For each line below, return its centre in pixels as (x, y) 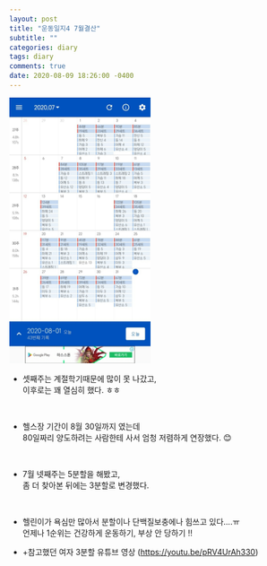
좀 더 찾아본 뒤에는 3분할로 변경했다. (86, 485)
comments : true (38, 66)
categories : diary (43, 48)
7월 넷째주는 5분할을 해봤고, (71, 475)
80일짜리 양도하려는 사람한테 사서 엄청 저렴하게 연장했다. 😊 (127, 438)
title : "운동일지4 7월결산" (55, 28)
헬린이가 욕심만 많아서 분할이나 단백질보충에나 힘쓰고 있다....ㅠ (131, 522)
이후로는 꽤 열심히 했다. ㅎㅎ (71, 390)
